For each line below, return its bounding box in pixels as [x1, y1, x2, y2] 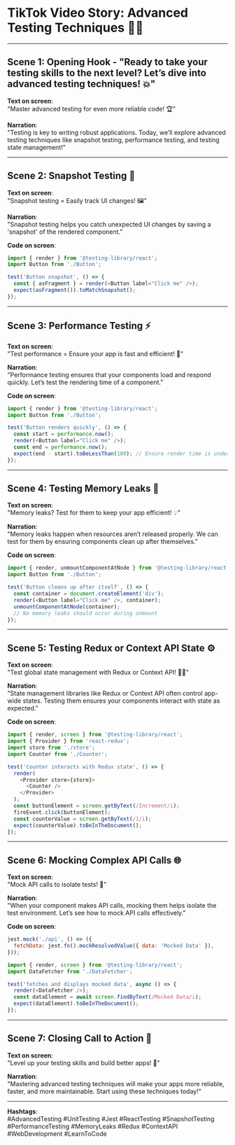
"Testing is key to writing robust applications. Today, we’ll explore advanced [7, 128, 226, 136]
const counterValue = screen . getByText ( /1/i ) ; [13, 815, 152, 822]
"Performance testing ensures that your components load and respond [7, 370, 211, 379]
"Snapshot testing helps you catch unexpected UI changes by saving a [7, 220, 211, 228]
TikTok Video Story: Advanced [7, 5, 189, 21]
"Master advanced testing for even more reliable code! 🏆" [7, 104, 176, 113]
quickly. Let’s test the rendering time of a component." [7, 378, 164, 386]
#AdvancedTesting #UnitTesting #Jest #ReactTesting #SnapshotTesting [7, 1114, 215, 1123]
